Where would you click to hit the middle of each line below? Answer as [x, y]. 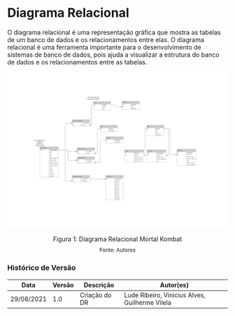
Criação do [95, 295]
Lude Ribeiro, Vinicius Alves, [165, 295]
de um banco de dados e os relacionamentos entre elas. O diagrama [106, 39]
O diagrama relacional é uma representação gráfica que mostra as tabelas [114, 32]
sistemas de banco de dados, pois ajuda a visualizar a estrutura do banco [113, 55]
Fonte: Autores [117, 250]
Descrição [99, 285]
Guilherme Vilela [148, 303]
